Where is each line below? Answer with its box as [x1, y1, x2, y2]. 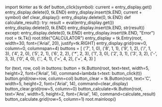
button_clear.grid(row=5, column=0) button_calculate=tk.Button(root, [5, 86, 143, 91]
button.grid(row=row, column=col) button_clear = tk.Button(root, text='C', [5, 75, 151, 81]
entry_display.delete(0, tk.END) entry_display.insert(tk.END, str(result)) [5, 25, 145, 31]
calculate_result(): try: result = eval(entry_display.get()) [5, 19, 115, 25]
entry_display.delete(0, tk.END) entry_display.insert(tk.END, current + [5, 9, 142, 15]
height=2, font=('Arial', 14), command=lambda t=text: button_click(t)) [5, 71, 142, 76]
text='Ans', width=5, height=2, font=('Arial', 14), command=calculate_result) [5, 91, 156, 97]
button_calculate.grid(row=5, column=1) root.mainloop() [5, 96, 117, 102]
